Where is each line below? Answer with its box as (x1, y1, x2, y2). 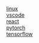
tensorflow (6, 30, 33, 38)
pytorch (6, 24, 26, 31)
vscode (6, 11, 25, 19)
